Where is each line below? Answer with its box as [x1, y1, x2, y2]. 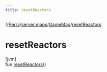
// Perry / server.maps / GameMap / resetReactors [5, 21, 102, 27]
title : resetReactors [5, 7, 51, 13]
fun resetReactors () [5, 61, 46, 67]
